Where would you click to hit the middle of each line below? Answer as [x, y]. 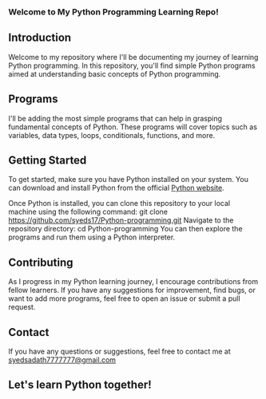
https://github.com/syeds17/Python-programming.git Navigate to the [121, 220]
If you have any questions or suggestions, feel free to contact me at [119, 351]
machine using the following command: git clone [88, 212]
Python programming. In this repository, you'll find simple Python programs [132, 65]
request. [22, 307]
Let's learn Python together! [80, 385]
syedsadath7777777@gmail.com [62, 359]
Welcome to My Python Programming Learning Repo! [113, 12]
